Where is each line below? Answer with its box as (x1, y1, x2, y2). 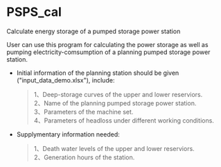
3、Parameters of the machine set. (33, 107, 134, 116)
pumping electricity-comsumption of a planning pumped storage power (6, 48, 211, 56)
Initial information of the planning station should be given (16, 69, 179, 77)
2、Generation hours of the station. (33, 153, 135, 161)
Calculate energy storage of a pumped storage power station (6, 27, 181, 35)
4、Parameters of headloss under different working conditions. (33, 116, 214, 125)
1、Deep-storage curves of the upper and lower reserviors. (33, 90, 203, 98)
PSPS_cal (6, 4, 62, 20)
